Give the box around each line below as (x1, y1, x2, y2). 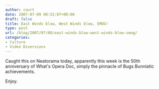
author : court (5, 7, 35, 12)
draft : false (5, 16, 32, 21)
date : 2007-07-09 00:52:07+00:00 (5, 12, 75, 17)
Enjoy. (5, 78, 18, 84)
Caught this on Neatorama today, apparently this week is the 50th (5, 58, 140, 64)
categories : (5, 35, 30, 40)
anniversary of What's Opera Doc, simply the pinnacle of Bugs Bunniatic (5, 63, 154, 69)
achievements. (5, 68, 35, 75)
